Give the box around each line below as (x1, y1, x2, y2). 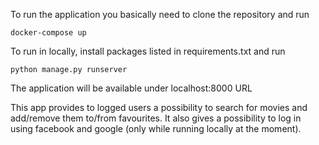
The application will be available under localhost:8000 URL (10, 82, 253, 94)
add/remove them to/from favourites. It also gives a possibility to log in (10, 112, 302, 124)
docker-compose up (10, 28, 87, 38)
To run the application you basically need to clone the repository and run (10, 9, 310, 20)
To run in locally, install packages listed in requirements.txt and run (10, 45, 286, 57)
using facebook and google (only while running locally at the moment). (10, 123, 302, 134)
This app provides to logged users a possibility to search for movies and (10, 102, 308, 113)
